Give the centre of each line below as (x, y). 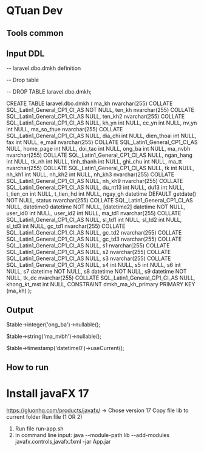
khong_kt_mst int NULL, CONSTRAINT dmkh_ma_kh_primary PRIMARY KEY (101, 284)
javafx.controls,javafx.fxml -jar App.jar (63, 441)
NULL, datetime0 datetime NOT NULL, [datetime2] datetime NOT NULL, (96, 207)
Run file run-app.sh (39, 429)
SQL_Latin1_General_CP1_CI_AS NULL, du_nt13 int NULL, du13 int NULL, (95, 188)
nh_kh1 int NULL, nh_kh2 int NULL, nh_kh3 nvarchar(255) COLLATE (90, 174)
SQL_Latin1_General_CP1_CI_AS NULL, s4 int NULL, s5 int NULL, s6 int (93, 265)
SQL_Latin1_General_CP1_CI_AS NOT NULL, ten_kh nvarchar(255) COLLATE (100, 110)
